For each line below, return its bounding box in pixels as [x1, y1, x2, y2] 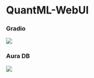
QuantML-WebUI [6, 4, 89, 17]
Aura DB [6, 52, 30, 60]
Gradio [6, 25, 26, 33]
